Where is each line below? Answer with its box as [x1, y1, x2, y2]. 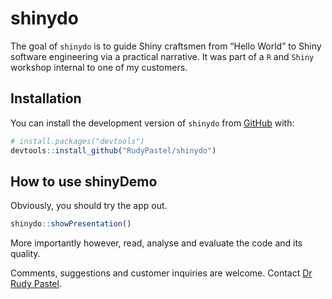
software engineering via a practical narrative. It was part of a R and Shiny [10, 50, 315, 62]
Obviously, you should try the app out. [10, 200, 168, 212]
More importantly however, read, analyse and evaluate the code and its [10, 237, 303, 249]
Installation [10, 90, 82, 107]
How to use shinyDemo [10, 173, 158, 190]
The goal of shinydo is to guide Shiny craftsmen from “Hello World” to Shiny [10, 40, 322, 52]
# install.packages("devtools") [10, 136, 145, 146]
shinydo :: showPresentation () [10, 219, 132, 229]
